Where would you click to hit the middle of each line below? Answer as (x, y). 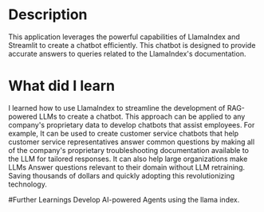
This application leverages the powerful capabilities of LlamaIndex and (124, 37)
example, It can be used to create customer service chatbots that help (124, 133)
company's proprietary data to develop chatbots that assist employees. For (132, 124)
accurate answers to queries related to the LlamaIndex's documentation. (127, 53)
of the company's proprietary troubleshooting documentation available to (129, 150)
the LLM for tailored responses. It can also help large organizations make (128, 159)
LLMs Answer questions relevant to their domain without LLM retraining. (127, 167)
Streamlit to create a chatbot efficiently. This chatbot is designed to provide (132, 45)
